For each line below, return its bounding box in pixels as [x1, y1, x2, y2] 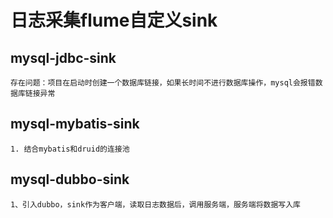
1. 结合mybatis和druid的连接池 [10, 144, 130, 154]
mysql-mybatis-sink [10, 116, 140, 133]
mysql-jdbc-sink [10, 49, 117, 66]
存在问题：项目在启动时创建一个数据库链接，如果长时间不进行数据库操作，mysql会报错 [10, 78, 316, 88]
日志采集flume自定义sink [10, 9, 218, 32]
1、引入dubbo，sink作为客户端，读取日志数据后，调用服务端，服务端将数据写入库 [10, 199, 301, 210]
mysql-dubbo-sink [10, 171, 130, 188]
